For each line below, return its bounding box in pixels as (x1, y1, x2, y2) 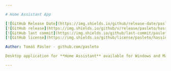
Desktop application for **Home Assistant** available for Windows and (5, 54, 160, 59)
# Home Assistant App (5, 12, 51, 17)
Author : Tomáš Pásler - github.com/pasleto (5, 44, 99, 50)
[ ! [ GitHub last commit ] (5, 30, 56, 35)
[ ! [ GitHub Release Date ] (5, 21, 58, 26)
